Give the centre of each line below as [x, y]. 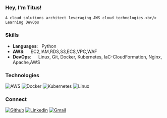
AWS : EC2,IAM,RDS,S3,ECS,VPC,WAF [55, 51]
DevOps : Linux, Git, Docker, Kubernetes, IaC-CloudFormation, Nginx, [87, 56]
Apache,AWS [26, 62]
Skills [12, 35]
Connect [16, 99]
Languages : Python [34, 46]
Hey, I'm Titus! [23, 8]
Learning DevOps [22, 22]
